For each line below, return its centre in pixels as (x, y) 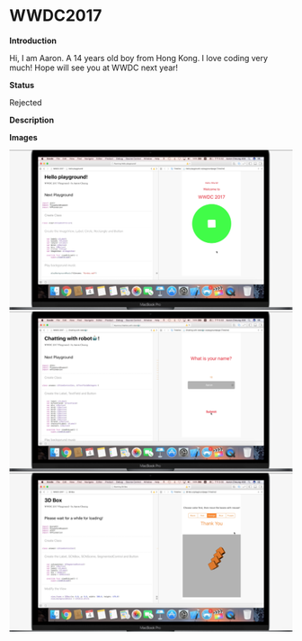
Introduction (33, 41)
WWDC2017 (56, 16)
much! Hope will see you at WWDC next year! (93, 68)
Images (23, 137)
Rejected (26, 102)
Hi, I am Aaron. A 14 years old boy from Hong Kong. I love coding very (138, 58)
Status (22, 85)
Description (32, 120)
